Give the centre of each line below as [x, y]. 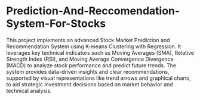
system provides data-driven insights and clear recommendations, [88, 71]
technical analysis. [29, 90]
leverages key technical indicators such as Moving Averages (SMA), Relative [100, 52]
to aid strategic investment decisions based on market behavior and [90, 84]
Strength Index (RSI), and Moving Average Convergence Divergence [90, 59]
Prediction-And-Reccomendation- [93, 11]
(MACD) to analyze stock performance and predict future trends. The [91, 65]
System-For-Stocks [56, 24]
